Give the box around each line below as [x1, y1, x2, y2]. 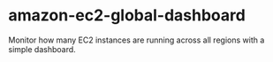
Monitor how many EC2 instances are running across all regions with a [8, 35, 265, 45]
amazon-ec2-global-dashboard [8, 5, 246, 26]
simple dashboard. [8, 43, 76, 54]
